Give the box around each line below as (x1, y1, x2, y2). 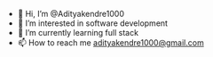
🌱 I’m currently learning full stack (17, 28, 139, 37)
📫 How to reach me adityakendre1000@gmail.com (17, 37, 204, 48)
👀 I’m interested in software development (17, 18, 169, 28)
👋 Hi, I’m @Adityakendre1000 (17, 9, 124, 19)
